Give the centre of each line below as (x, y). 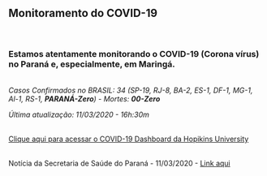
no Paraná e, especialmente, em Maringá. (92, 64)
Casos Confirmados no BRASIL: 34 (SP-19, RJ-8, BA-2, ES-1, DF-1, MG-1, (131, 90)
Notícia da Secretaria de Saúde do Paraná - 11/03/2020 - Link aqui (119, 163)
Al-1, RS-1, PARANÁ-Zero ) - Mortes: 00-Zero (84, 99)
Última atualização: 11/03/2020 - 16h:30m (79, 115)
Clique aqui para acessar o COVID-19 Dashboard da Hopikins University (129, 139)
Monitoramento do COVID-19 (83, 13)
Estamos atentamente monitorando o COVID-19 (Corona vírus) (134, 54)
